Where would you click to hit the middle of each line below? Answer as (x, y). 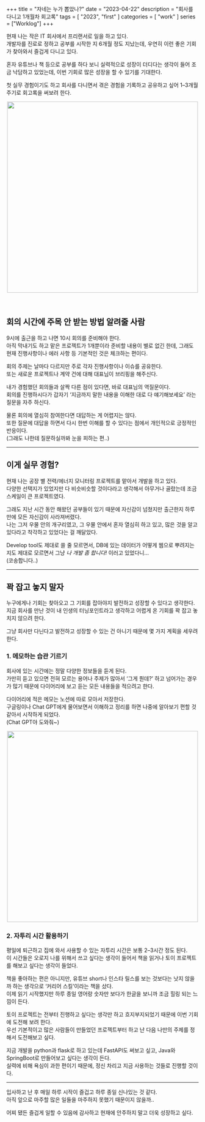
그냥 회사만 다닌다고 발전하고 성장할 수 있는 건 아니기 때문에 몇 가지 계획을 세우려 (102, 631)
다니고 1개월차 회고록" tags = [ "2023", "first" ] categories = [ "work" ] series (101, 17)
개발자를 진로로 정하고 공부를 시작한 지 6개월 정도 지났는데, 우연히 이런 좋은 (96, 44)
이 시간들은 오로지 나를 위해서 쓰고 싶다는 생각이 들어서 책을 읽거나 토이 (91, 958)
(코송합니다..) (22, 560)
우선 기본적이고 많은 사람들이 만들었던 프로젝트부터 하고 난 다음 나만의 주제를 (98, 1030)
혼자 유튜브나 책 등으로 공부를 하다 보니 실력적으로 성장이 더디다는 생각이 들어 (98, 64)
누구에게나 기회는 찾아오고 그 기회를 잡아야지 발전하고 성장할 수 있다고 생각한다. (101, 603)
